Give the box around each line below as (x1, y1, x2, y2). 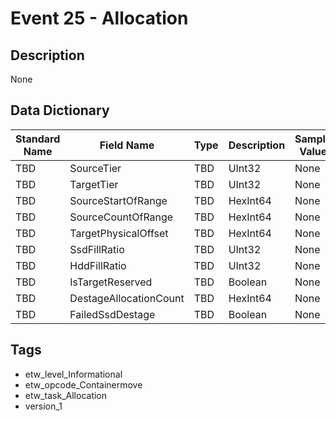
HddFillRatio (69, 258, 127, 272)
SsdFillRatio (69, 242, 125, 256)
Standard (15, 132, 61, 146)
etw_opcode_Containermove (24, 378, 143, 391)
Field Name (99, 138, 155, 152)
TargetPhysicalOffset (69, 226, 169, 240)
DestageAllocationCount (69, 291, 185, 305)
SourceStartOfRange (69, 193, 168, 207)
